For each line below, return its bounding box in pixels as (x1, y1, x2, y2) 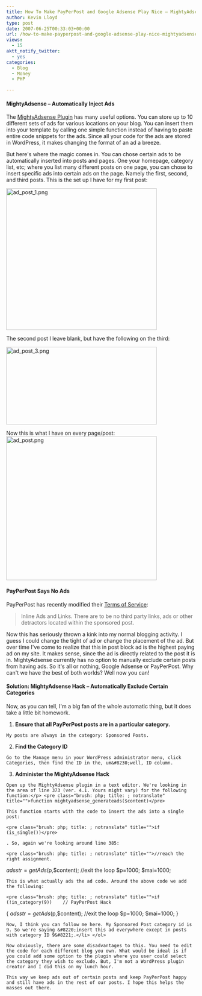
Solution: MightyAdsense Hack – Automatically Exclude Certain (6, 682, 168, 690)
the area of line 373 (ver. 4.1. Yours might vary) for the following (6, 787, 187, 793)
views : (6, 37, 23, 43)
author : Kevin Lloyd (6, 14, 58, 20)
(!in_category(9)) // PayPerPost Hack (6, 899, 112, 905)
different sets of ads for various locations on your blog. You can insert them (6, 120, 194, 127)
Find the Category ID (14, 743, 68, 750)
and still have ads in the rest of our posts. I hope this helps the (6, 979, 185, 986)
